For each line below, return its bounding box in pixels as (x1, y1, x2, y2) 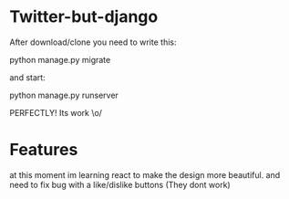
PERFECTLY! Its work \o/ (9, 107, 103, 118)
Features (9, 140, 78, 161)
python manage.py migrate (9, 54, 111, 65)
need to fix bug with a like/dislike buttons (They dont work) (9, 179, 231, 190)
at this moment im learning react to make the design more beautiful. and (9, 169, 281, 180)
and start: (9, 71, 46, 83)
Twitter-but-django (9, 6, 159, 27)
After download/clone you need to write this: (9, 37, 177, 47)
